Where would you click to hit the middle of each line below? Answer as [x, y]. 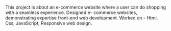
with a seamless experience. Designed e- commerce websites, [71, 12]
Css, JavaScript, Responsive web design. [49, 23]
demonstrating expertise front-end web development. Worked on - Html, [82, 18]
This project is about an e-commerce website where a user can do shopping [86, 7]
